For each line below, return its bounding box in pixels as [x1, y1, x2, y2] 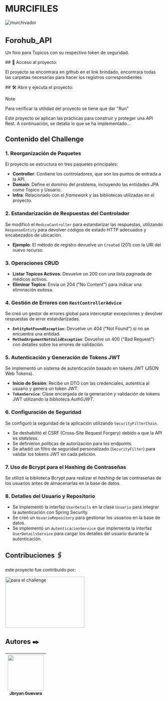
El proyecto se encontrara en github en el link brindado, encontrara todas [5, 68, 156, 75]
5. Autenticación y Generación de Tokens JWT [5, 354, 120, 361]
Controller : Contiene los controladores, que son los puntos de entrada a [12, 171, 161, 177]
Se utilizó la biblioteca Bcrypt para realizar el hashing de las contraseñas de [5, 475, 161, 481]
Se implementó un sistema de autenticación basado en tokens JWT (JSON [5, 365, 159, 371]
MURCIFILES [5, 3, 58, 14]
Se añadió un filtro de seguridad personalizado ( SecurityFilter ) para [12, 445, 155, 451]
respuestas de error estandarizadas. [5, 316, 80, 322]
